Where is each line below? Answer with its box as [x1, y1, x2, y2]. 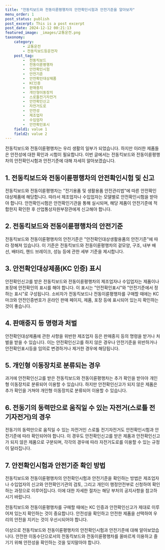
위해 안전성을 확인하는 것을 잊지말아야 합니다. [14, 539, 101, 545]
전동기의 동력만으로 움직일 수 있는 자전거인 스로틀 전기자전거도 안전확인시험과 [5, 427, 154, 433]
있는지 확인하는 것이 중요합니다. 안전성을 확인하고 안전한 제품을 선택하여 [14, 510, 153, 516]
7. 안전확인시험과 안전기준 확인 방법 [5, 461, 106, 469]
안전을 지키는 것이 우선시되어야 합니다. [14, 516, 88, 522]
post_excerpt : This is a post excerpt [5, 21, 85, 26]
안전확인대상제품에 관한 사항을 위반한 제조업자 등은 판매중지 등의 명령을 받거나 [5, 333, 155, 339]
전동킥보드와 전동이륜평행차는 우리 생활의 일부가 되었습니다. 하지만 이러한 [5, 145, 146, 151]
